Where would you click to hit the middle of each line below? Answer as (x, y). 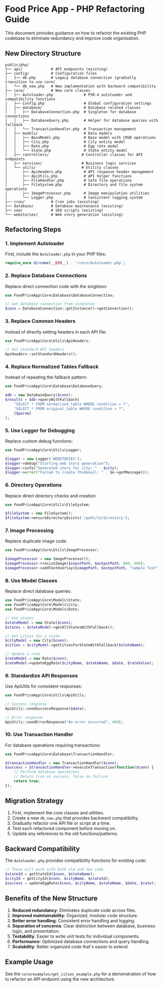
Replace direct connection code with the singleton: (56, 286)
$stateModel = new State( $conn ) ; (39, 623)
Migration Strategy (34, 801)
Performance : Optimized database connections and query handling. (81, 941)
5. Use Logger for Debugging (40, 430)
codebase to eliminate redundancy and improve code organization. (72, 38)
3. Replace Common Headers (40, 321)
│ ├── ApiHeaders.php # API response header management (79, 172)
